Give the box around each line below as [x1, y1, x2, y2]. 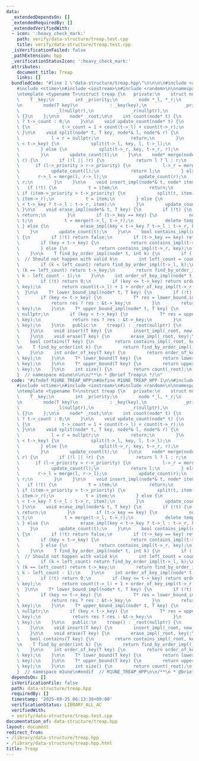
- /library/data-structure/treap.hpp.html [6, 740, 113, 746]
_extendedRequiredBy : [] [11, 20, 73, 25]
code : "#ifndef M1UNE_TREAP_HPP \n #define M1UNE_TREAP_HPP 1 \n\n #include [11, 377, 195, 383]
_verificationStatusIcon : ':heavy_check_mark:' [11, 58, 131, 64]
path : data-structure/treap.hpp [11, 685, 92, 691]
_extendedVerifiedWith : [11, 25, 70, 31]
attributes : [11, 63, 41, 70]
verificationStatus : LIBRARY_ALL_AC [11, 702, 102, 708]
